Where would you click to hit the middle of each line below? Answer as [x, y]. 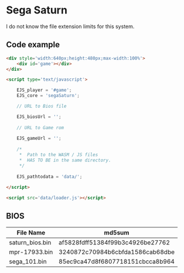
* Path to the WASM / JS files [59, 155]
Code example [33, 45]
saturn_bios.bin [30, 242]
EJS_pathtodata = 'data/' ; [50, 177]
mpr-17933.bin [31, 252]
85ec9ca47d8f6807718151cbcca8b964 [116, 261]
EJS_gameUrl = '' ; [39, 139]
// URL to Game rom [40, 127]
